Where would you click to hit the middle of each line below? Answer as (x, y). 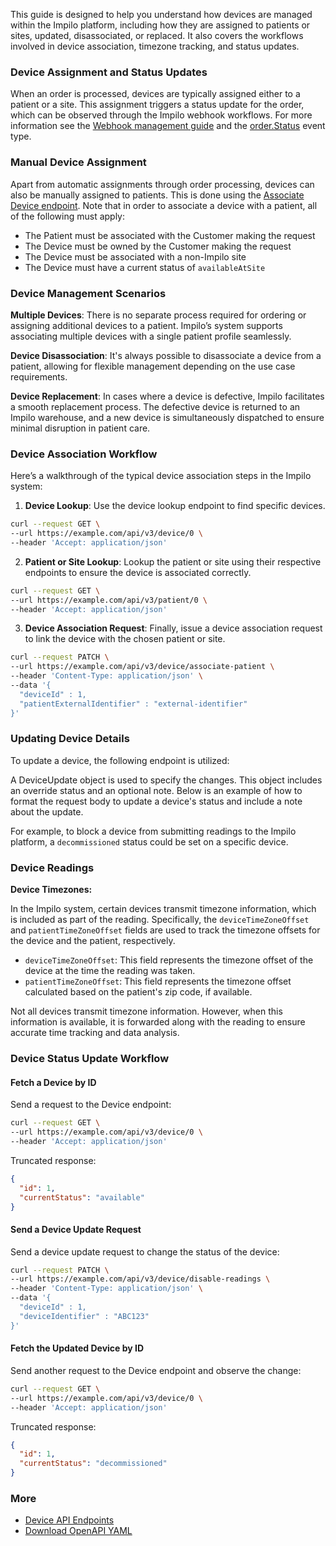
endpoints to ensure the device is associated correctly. (138, 572)
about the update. (47, 811)
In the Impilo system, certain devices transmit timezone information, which (163, 909)
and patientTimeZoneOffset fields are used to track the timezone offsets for (165, 930)
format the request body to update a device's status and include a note (156, 801)
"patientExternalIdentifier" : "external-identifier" (133, 704)
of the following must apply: (68, 216)
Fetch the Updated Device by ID (77, 1348)
